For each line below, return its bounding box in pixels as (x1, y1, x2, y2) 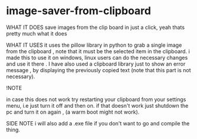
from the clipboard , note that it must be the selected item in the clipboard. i (6, 47, 190, 54)
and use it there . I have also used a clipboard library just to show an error (6, 60, 186, 67)
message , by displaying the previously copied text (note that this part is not (6, 66, 191, 73)
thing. (6, 126, 21, 133)
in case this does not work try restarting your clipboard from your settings (6, 96, 186, 103)
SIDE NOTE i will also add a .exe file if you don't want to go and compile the (6, 119, 190, 127)
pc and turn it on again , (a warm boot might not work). (6, 108, 140, 115)
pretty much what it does (6, 30, 67, 37)
